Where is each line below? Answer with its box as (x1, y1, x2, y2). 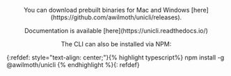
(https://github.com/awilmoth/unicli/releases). (50, 13, 182, 21)
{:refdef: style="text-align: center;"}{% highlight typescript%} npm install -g (6, 53, 224, 61)
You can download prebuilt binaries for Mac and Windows (23, 6, 190, 14)
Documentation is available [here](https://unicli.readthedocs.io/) (24, 27, 208, 35)
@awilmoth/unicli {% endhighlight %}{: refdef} (6, 61, 140, 68)
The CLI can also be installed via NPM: (61, 40, 172, 48)
